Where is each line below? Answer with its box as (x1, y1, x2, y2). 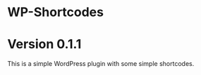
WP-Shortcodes (7, 4, 104, 20)
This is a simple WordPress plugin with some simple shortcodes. (7, 60, 195, 68)
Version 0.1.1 (7, 36, 82, 53)
